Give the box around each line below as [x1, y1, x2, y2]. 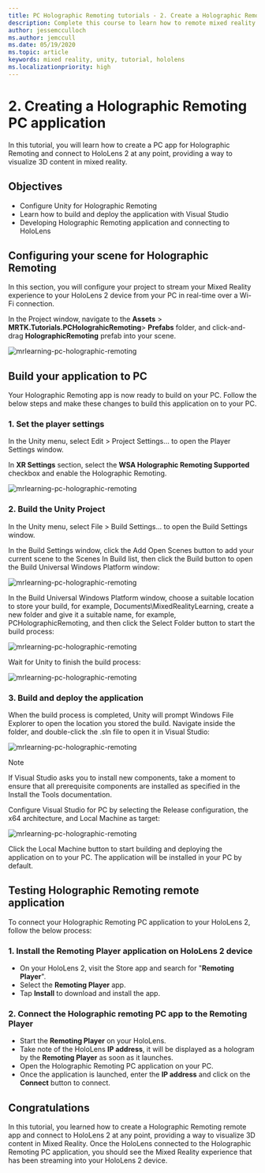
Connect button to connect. [19, 1078, 110, 1088]
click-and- [212, 323, 246, 332]
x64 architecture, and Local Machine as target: [8, 814, 160, 823]
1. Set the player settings [8, 418, 105, 429]
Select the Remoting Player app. [19, 980, 126, 989]
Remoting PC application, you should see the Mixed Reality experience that [8, 1148, 252, 1157]
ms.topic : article [8, 48, 69, 56]
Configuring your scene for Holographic [8, 248, 209, 262]
